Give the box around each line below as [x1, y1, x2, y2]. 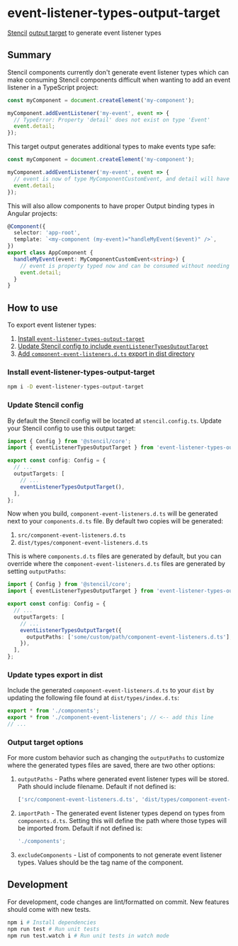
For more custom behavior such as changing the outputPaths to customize [7, 754, 225, 762]
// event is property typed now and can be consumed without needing [20, 262, 230, 269]
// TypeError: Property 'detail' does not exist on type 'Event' [13, 116, 211, 124]
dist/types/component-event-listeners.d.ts [17, 540, 149, 547]
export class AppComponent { [7, 249, 93, 256]
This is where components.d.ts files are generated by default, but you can [7, 552, 222, 560]
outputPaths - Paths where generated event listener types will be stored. [17, 775, 229, 783]
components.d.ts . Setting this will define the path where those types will [17, 817, 227, 825]
